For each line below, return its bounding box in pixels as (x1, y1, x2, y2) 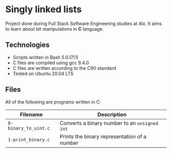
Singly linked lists (5, 4, 82, 15)
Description (97, 111, 127, 118)
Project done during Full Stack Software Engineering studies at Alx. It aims (5, 20, 162, 27)
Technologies (5, 41, 50, 49)
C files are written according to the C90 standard (12, 65, 116, 71)
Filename (19, 111, 43, 118)
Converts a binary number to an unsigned (59, 119, 159, 126)
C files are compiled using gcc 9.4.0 (12, 60, 89, 66)
